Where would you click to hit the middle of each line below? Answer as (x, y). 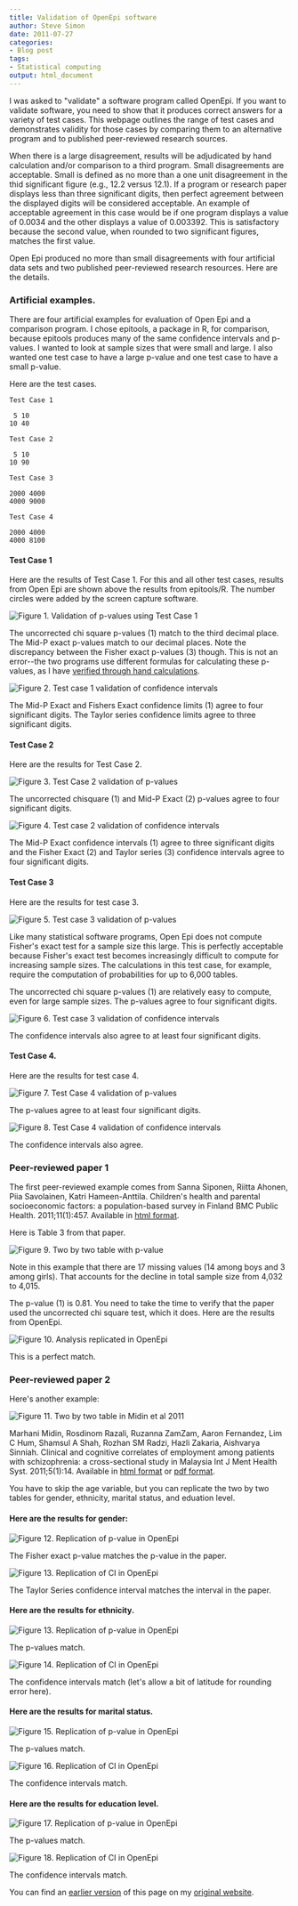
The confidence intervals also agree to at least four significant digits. (135, 1035)
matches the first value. (52, 240)
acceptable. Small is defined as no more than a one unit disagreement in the (149, 174)
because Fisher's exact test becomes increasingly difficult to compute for (144, 955)
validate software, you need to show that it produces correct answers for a (146, 110)
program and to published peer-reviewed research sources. (119, 138)
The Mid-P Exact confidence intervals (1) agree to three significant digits (142, 843)
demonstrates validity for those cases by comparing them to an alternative (146, 129)
